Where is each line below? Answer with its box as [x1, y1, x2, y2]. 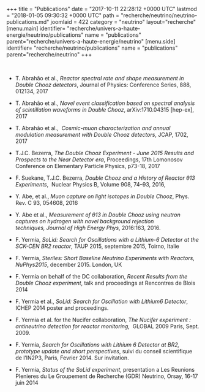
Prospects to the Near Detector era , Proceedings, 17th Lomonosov [15, 156, 183, 163]
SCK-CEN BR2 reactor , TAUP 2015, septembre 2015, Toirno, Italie [15, 242, 179, 250]
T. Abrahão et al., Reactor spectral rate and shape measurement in [15, 75, 185, 82]
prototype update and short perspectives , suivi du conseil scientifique [15, 348, 193, 355]
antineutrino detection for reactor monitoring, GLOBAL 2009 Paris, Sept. [15, 323, 199, 330]
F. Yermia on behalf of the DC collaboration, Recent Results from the [15, 273, 188, 280]
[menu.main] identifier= [6, 25, 66, 32]
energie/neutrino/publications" [6, 31, 84, 39]
